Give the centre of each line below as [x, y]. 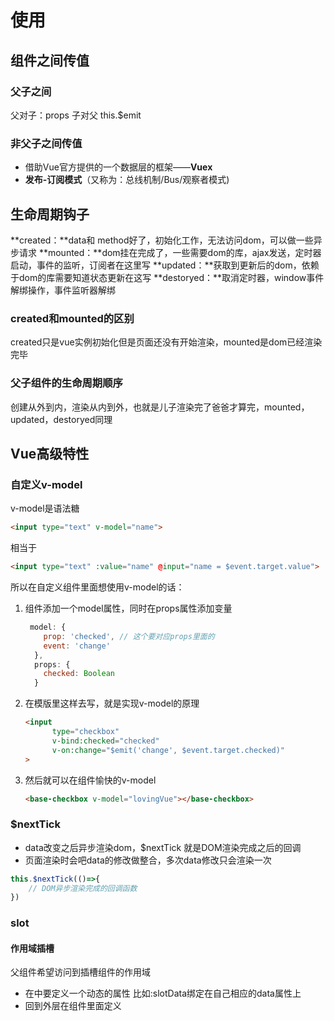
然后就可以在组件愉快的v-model [90, 780]
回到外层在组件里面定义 [73, 1006]
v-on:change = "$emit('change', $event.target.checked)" [168, 750]
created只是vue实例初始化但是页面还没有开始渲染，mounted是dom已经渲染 [166, 342]
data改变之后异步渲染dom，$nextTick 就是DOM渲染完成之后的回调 [163, 847]
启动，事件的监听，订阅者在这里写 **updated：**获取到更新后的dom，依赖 [165, 265]
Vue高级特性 [50, 453]
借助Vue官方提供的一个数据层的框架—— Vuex [118, 167]
